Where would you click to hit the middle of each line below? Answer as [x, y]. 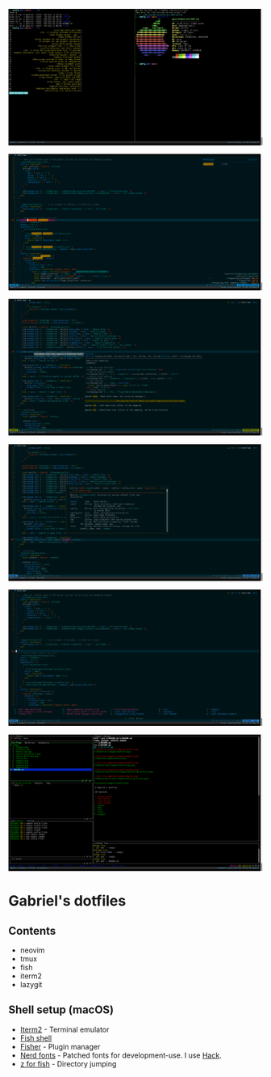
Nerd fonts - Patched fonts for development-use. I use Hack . [121, 1055]
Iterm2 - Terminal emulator [65, 1029]
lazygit [31, 985]
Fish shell [36, 1038]
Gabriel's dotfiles [67, 901]
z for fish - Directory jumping [68, 1063]
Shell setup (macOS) [61, 1010]
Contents [32, 931]
